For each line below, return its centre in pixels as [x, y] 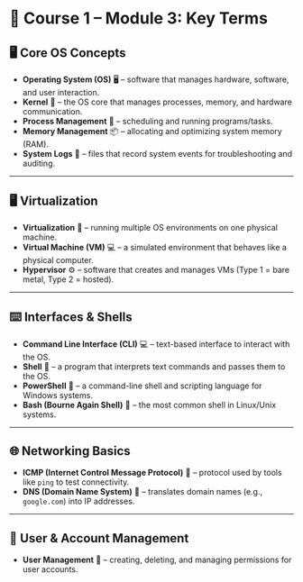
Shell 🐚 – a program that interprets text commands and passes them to [154, 366]
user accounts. [50, 569]
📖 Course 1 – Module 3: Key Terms [139, 18]
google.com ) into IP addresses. [78, 501]
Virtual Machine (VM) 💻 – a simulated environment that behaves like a [154, 247]
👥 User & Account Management [99, 538]
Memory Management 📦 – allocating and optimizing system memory [152, 131]
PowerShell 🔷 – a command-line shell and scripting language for [142, 386]
